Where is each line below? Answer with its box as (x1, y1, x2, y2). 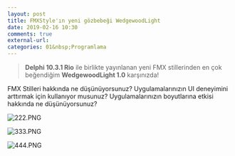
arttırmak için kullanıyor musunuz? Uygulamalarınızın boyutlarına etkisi (7, 92, 214, 100)
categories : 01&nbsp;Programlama (7, 43, 107, 51)
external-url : (7, 37, 50, 44)
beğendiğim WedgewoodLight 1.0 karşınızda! (24, 71, 160, 79)
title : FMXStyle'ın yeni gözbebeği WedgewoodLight (7, 17, 161, 24)
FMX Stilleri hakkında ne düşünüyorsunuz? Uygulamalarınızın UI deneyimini (7, 85, 229, 93)
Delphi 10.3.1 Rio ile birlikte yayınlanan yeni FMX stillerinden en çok (24, 63, 222, 71)
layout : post (7, 10, 46, 18)
